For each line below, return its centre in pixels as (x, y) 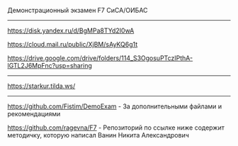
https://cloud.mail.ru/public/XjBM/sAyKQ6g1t (73, 44)
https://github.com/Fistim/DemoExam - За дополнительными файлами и (115, 106)
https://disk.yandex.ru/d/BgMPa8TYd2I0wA (71, 30)
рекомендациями (34, 114)
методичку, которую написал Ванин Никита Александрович (98, 135)
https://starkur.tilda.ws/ (41, 86)
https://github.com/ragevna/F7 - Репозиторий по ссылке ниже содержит (116, 128)
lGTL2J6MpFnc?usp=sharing (50, 66)
